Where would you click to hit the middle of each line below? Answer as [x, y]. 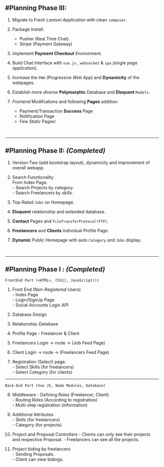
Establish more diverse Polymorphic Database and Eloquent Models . [81, 92]
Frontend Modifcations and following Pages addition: [65, 102]
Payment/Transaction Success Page [56, 111]
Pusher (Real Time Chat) [44, 39]
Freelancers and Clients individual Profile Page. [60, 230]
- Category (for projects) [37, 425]
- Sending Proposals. [33, 454]
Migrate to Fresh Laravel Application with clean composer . [70, 20]
